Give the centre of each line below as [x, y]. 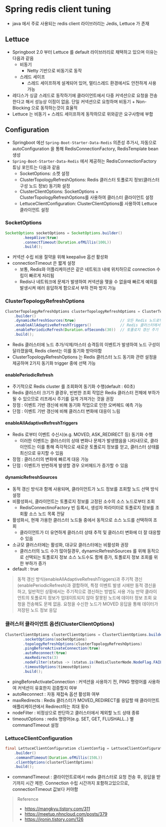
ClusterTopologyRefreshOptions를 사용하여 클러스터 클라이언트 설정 [86, 197]
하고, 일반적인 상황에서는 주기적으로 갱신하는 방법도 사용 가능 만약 [81, 591]
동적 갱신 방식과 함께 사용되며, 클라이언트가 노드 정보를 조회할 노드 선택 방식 [85, 489]
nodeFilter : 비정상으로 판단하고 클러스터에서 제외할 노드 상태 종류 [76, 712]
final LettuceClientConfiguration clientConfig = [57, 748]
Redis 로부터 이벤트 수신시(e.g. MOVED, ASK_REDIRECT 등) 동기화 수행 [83, 434]
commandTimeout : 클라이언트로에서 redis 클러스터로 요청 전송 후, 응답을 [84, 777]
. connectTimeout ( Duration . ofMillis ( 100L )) [67, 242]
